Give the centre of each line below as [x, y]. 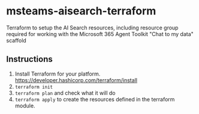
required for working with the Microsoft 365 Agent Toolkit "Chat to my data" [100, 34]
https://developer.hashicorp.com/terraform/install [76, 80]
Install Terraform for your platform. [58, 74]
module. [25, 106]
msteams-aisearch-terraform [81, 11]
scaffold [16, 40]
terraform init [34, 87]
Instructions [29, 59]
